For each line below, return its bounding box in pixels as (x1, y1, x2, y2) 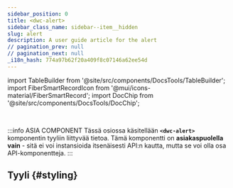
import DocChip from (91, 91, 154, 99)
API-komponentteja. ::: (7, 148, 73, 157)
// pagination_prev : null (7, 43, 84, 50)
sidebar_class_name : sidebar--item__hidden (7, 23, 139, 31)
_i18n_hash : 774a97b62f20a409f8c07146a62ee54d (7, 57, 148, 64)
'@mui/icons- (111, 83, 151, 92)
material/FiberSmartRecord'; (7, 91, 91, 99)
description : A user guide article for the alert (7, 37, 158, 44)
